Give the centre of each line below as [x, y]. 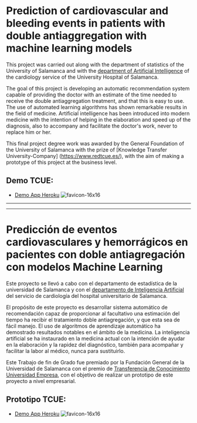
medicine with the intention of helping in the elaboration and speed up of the [98, 119]
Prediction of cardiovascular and [87, 11]
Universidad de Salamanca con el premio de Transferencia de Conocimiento [98, 368]
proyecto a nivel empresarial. [41, 381]
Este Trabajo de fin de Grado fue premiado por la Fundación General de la [95, 362]
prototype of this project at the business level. [62, 162]
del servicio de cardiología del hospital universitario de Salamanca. [87, 296]
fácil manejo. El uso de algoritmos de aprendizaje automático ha [84, 326]
